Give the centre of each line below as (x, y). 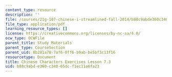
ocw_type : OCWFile (25, 38)
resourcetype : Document (31, 57)
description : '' (23, 15)
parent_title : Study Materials (39, 43)
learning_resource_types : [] (36, 29)
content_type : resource (31, 10)
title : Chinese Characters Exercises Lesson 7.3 (58, 62)
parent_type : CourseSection (35, 48)
